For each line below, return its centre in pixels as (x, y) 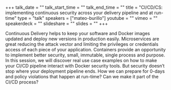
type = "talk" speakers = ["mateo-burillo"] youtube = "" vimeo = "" (88, 18)
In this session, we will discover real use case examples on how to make (81, 60)
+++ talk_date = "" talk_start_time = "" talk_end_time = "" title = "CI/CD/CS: (84, 7)
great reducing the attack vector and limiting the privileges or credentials (82, 44)
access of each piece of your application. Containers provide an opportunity (86, 50)
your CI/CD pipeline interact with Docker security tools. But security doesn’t (85, 66)
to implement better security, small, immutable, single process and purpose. (85, 55)
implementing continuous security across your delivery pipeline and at (79, 13)
